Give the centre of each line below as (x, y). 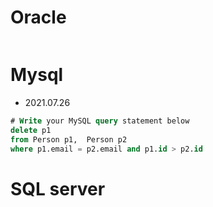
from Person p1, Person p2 (69, 139)
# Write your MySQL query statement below (100, 121)
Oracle (38, 17)
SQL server (58, 188)
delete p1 (31, 130)
